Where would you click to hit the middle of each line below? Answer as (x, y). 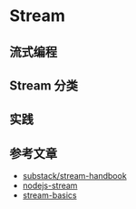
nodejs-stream (50, 186)
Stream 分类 (44, 85)
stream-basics (49, 195)
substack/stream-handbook (74, 176)
